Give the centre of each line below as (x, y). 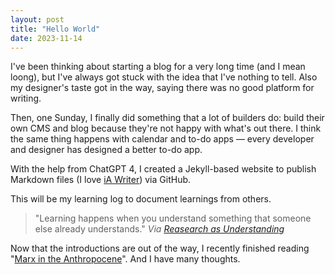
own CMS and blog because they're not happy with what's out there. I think (166, 128)
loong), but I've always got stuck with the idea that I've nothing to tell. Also (164, 77)
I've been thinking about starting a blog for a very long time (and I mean (158, 67)
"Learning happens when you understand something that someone (173, 218)
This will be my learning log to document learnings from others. (141, 199)
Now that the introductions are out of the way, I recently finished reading (160, 248)
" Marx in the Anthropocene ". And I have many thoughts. (125, 259)
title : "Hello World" (55, 29)
